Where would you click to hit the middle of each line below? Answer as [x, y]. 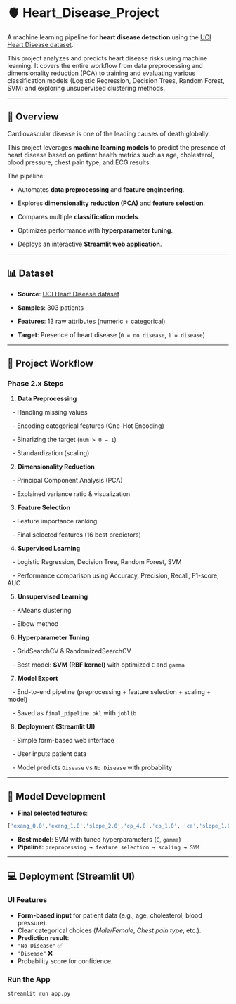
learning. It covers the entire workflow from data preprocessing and [105, 65]
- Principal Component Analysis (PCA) [67, 481]
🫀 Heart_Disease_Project [83, 13]
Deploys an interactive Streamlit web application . [90, 244]
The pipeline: [26, 176]
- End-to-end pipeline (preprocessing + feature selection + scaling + [112, 692]
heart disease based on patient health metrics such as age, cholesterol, [111, 155]
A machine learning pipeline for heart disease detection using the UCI [109, 37]
